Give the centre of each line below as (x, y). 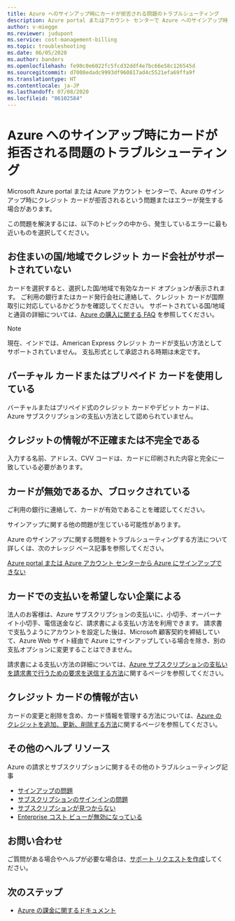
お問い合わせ (35, 841)
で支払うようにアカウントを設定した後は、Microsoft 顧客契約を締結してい (114, 632)
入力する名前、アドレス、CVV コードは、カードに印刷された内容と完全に (113, 458)
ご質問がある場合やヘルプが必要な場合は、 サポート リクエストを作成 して (112, 859)
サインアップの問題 (45, 791)
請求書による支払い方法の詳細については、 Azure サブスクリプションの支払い (117, 664)
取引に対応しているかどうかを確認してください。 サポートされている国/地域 (116, 305)
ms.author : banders (36, 60)
